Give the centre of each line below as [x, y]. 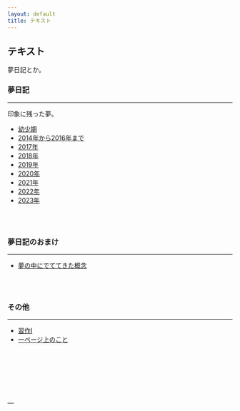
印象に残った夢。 [32, 113]
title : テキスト [29, 21]
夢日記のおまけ [33, 242]
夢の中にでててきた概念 [52, 265]
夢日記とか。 [26, 70]
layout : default [31, 14]
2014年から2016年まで [51, 138]
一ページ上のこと [43, 340]
